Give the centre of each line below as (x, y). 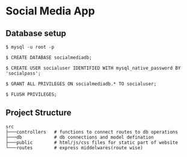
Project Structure (38, 113)
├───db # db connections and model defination (80, 137)
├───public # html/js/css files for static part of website (92, 143)
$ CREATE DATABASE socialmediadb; (49, 58)
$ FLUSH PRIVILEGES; (32, 94)
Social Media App (51, 11)
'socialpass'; (23, 73)
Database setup (36, 33)
